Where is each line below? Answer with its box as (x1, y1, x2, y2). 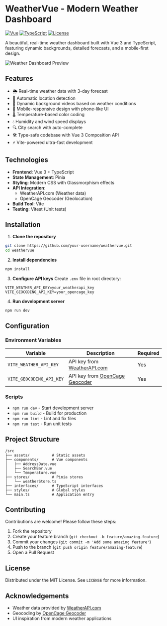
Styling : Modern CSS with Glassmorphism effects (12, 179, 115, 185)
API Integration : (12, 185, 46, 191)
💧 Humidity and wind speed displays (12, 118, 86, 125)
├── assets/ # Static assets (5, 453, 85, 458)
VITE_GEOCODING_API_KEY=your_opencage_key (5, 290, 94, 295)
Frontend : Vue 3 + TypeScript (12, 169, 74, 175)
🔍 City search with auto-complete (12, 124, 83, 130)
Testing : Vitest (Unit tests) (12, 206, 67, 212)
